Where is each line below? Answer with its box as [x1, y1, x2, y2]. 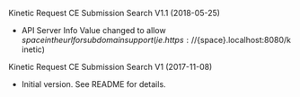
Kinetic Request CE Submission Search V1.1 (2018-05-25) [8, 8, 221, 18]
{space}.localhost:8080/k [196, 35, 292, 45]
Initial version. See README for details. [21, 79, 167, 89]
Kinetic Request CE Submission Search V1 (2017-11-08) [8, 62, 213, 72]
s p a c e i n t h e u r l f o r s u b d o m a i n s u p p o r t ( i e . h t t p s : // [21, 35, 198, 45]
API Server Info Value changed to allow [21, 25, 167, 35]
